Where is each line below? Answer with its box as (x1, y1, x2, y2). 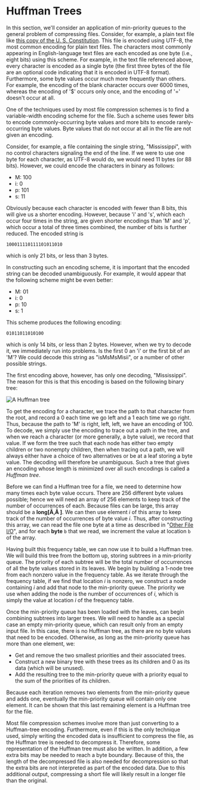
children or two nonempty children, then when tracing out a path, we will (6, 446, 185, 453)
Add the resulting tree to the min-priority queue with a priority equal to (14, 671, 189, 678)
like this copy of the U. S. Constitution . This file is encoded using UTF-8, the (6, 37, 193, 44)
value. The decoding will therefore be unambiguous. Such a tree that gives (6, 458, 190, 465)
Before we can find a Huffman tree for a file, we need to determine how (6, 483, 182, 490)
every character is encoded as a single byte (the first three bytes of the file (6, 62, 190, 70)
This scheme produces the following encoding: (6, 319, 122, 326)
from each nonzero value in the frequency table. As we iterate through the (6, 571, 189, 578)
